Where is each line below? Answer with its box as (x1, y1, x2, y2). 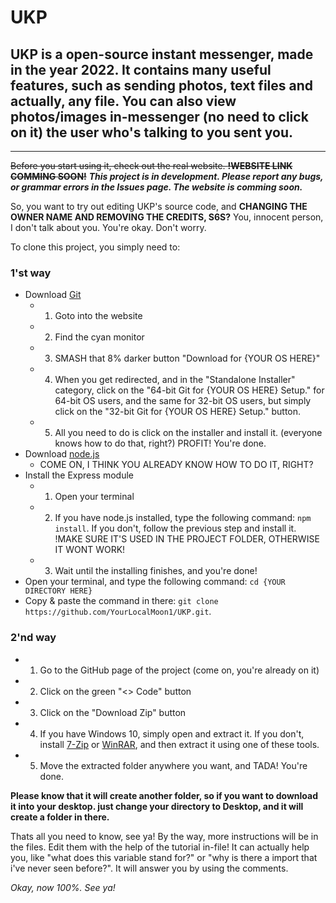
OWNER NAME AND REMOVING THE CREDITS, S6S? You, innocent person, (10, 211, 324, 223)
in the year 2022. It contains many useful (10, 61, 272, 78)
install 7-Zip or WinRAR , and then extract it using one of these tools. (39, 738, 320, 750)
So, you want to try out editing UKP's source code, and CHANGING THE (10, 201, 308, 212)
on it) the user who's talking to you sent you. (10, 124, 294, 141)
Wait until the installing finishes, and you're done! (54, 565, 258, 577)
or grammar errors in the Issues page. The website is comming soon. (10, 181, 303, 193)
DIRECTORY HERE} (24, 586, 93, 596)
